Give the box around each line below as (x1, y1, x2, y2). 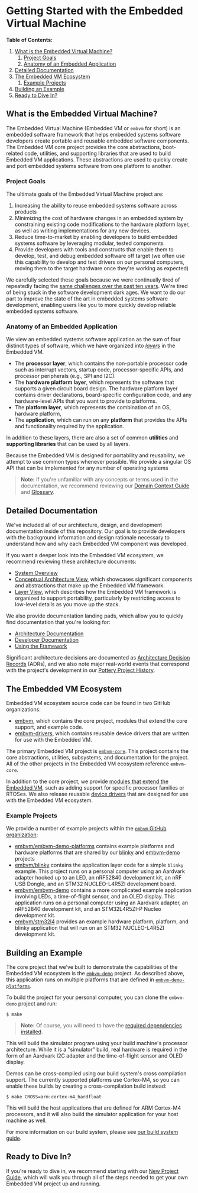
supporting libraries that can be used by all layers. (6, 441, 130, 448)
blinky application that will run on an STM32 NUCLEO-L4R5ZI (14, 924, 164, 932)
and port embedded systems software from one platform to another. (6, 162, 173, 169)
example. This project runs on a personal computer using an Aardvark (14, 868, 185, 875)
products (14, 208, 37, 215)
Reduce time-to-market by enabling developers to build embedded (14, 234, 178, 241)
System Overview (14, 570, 58, 577)
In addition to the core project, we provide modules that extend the (6, 778, 169, 785)
